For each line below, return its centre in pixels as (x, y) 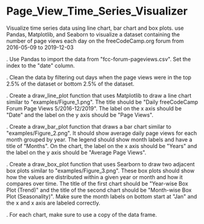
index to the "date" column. (40, 66)
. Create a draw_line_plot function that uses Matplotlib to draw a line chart (99, 95)
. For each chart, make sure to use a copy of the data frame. (82, 214)
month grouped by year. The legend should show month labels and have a (99, 139)
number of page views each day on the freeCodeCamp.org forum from (95, 41)
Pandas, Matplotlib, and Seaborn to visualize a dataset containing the (93, 34)
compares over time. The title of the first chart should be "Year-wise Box (97, 183)
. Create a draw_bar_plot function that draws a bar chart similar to (89, 126)
